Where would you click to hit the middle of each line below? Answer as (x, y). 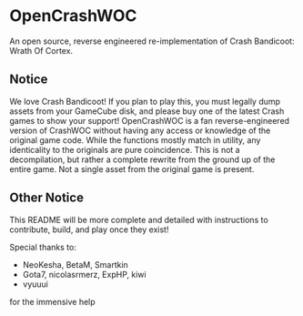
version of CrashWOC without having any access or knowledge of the (140, 130)
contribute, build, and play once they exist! (89, 229)
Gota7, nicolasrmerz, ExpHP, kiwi (85, 274)
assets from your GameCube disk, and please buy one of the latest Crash (147, 111)
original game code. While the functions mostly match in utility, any (135, 140)
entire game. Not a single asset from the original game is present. (132, 168)
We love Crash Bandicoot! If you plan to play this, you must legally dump (145, 101)
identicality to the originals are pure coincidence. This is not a (125, 149)
